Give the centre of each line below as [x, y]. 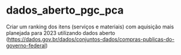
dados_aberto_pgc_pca [65, 10]
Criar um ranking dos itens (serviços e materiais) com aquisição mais [90, 27]
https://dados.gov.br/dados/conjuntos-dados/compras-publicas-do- [91, 39]
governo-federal [26, 46]
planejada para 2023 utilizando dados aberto [61, 33]
